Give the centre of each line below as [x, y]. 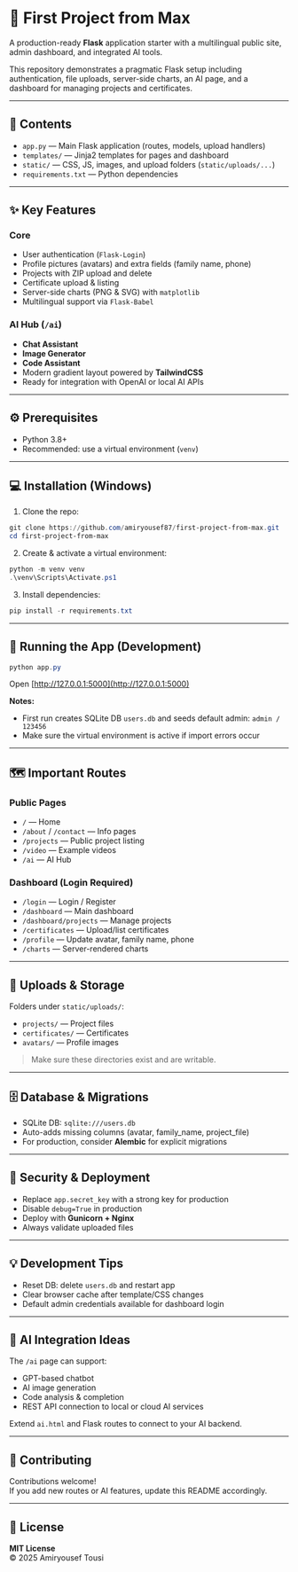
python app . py [35, 667]
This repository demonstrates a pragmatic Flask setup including [125, 69]
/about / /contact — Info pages [79, 832]
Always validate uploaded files [78, 1227]
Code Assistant [51, 363]
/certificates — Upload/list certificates [96, 930]
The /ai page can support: [58, 1361]
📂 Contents [41, 125]
